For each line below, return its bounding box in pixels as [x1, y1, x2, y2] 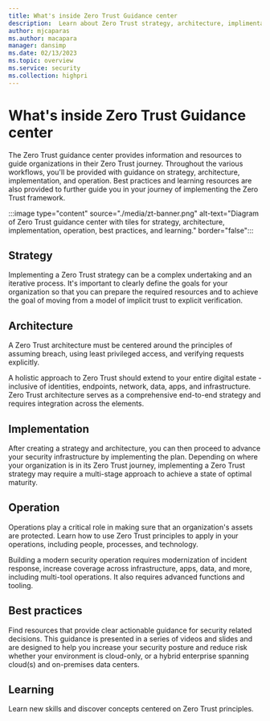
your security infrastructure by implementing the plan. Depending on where [8, 452, 259, 461]
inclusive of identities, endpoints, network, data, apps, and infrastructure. [8, 381, 252, 391]
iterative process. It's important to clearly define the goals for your [8, 278, 228, 288]
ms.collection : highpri [8, 72, 88, 80]
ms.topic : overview [8, 57, 74, 65]
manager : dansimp [8, 42, 67, 50]
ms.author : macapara [8, 34, 78, 43]
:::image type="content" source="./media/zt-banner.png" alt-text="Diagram [8, 208, 260, 218]
